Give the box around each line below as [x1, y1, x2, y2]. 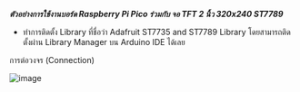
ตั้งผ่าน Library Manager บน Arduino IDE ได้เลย [22, 37, 185, 47]
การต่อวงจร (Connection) [9, 55, 95, 65]
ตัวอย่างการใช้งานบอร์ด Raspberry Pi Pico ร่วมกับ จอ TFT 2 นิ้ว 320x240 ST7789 [9, 9, 284, 19]
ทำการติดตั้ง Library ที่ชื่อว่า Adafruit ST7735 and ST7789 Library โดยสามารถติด [22, 27, 291, 37]
